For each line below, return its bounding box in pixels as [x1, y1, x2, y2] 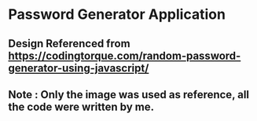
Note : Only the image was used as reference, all [8, 88, 250, 101]
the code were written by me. [8, 100, 155, 113]
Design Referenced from [8, 37, 131, 50]
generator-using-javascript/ [8, 61, 149, 75]
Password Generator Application [8, 5, 226, 24]
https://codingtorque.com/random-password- [8, 49, 241, 62]
